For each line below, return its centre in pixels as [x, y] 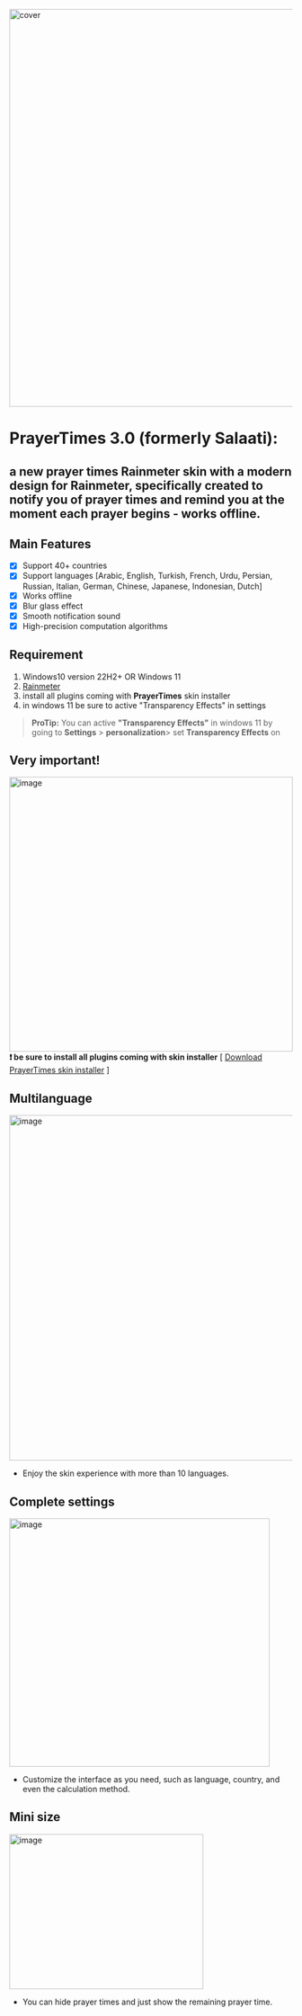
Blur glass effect [53, 606]
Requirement [46, 655]
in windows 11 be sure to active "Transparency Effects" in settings [144, 705]
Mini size [35, 1817]
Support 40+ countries [65, 565]
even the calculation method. [76, 1790]
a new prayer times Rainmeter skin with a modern [151, 471]
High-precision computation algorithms [95, 626]
